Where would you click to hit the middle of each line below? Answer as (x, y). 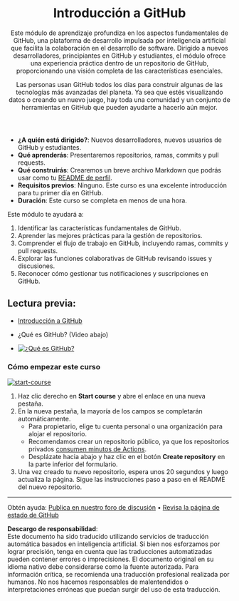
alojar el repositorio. (58, 434)
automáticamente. (44, 419)
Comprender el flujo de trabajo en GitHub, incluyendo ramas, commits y (123, 243)
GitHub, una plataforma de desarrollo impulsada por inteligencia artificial (119, 40)
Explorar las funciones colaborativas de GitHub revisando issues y (115, 258)
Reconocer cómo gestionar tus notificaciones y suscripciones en (113, 273)
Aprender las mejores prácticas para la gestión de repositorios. (110, 235)
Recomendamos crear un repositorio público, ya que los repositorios (129, 442)
